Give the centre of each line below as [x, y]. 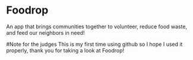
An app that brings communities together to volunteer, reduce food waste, [97, 26]
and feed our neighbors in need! [45, 32]
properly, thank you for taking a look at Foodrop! [65, 50]
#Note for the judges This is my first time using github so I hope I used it [94, 44]
